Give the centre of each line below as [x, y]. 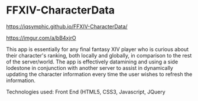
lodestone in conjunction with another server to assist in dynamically [90, 68]
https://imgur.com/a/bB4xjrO [41, 38]
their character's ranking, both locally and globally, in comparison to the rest [99, 55]
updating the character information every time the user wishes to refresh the [99, 74]
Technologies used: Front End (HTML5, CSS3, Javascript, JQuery [86, 92]
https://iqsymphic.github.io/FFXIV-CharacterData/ [67, 26]
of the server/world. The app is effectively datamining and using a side [92, 62]
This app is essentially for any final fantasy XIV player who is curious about [98, 49]
